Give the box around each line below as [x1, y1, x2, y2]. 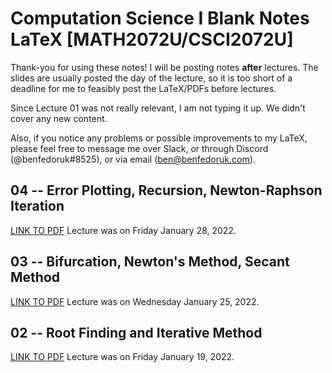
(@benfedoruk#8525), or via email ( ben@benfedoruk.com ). [10, 153, 256, 165]
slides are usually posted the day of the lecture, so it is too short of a [10, 72, 293, 84]
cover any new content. [10, 112, 108, 124]
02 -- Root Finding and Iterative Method [10, 324, 263, 341]
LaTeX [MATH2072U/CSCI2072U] [10, 28, 294, 51]
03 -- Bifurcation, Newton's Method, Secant [10, 253, 290, 271]
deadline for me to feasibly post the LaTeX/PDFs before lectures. [10, 82, 277, 94]
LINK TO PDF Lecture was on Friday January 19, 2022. [10, 351, 235, 363]
